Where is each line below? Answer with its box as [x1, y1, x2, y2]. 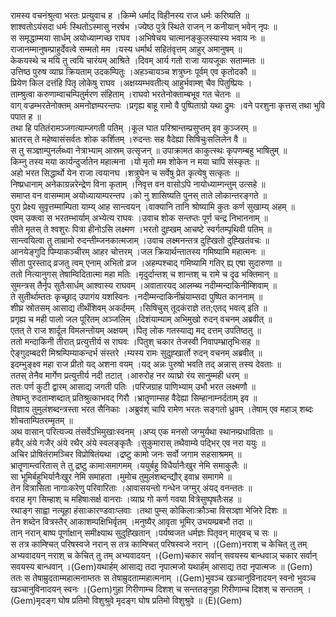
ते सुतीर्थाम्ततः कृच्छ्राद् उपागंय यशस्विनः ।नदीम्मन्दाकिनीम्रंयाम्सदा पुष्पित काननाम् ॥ [10, 291, 263, 302]
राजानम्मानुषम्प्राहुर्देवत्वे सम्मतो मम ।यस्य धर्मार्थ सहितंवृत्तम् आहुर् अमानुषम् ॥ [10, 43, 243, 55]
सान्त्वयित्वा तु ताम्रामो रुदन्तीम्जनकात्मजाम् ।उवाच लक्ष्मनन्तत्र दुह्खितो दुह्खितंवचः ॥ [10, 235, 270, 246]
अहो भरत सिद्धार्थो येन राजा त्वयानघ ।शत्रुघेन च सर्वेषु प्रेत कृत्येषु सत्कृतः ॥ [10, 167, 240, 179]
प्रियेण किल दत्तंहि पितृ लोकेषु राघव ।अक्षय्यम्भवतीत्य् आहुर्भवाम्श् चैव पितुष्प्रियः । [10, 77, 253, 89]
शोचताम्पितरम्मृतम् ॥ [10, 415, 73, 426]
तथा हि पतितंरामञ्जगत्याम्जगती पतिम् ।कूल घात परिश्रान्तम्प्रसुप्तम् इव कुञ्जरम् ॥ [10, 122, 257, 134]
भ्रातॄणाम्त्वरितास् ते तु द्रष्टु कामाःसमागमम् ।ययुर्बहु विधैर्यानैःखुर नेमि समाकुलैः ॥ [10, 460, 248, 471]
